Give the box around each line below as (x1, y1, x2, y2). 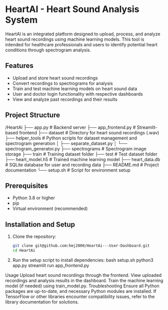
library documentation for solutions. (5, 298, 79, 305)
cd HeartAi (12, 248, 36, 253)
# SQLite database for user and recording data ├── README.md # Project (5, 162, 159, 168)
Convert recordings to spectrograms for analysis (12, 80, 113, 86)
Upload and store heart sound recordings (12, 74, 98, 81)
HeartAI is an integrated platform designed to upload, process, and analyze (5, 31, 160, 37)
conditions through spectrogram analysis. (5, 47, 91, 53)
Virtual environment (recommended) (12, 205, 88, 212)
